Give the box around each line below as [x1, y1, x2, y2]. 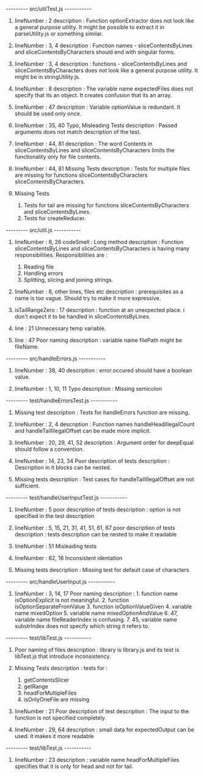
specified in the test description [14, 512, 95, 519]
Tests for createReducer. [23, 215, 86, 222]
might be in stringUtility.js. [14, 73, 81, 80]
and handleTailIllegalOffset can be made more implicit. [14, 427, 151, 434]
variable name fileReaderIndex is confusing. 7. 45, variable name [14, 616, 178, 623]
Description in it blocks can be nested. [14, 464, 112, 471]
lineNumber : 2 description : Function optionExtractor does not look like [14, 17, 194, 24]
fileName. [14, 343, 39, 350]
